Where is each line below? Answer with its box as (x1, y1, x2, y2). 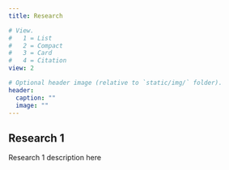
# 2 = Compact (8, 41, 63, 49)
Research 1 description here (8, 153, 102, 163)
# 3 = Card (8, 49, 53, 57)
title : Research (8, 11, 63, 20)
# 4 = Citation (8, 57, 67, 65)
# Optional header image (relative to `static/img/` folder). (8, 79, 223, 87)
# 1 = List (8, 34, 53, 42)
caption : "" (15, 94, 57, 102)
